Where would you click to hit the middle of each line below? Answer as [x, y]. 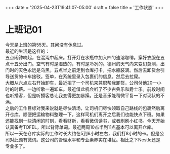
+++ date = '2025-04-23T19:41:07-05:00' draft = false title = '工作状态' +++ [84, 7]
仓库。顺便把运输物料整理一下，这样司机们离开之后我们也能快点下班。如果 [87, 114]
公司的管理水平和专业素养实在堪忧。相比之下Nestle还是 [103, 140]
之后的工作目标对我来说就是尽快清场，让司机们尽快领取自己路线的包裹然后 [83, 108]
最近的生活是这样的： [27, 51]
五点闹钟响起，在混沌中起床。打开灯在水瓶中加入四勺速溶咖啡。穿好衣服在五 [85, 57]
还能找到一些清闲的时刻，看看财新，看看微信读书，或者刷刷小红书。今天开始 [85, 121]
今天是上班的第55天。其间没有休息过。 [46, 45]
